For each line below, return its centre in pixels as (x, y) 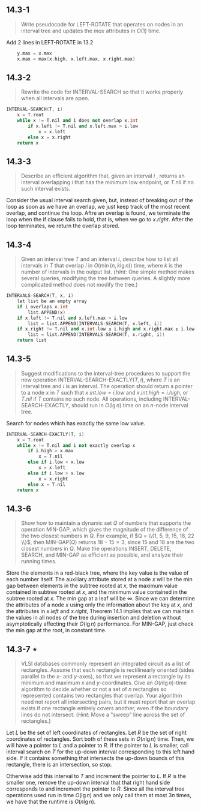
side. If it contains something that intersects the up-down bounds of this (95, 758)
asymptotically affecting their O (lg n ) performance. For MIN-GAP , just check (100, 624)
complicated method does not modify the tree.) (79, 285)
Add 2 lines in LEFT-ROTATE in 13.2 (50, 42)
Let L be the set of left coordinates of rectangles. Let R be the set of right (97, 733)
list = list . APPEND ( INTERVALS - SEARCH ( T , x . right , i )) (96, 335)
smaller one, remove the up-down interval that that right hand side (88, 783)
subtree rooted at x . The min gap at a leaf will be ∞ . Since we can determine (100, 599)
